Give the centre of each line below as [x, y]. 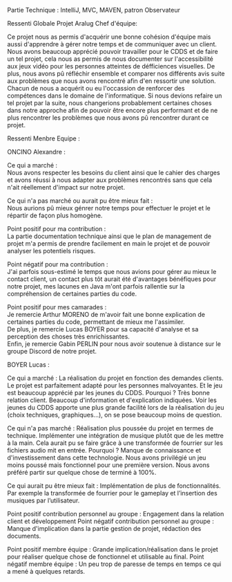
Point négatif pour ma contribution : [58, 264]
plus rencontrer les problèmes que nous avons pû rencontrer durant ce [108, 118]
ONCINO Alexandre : [36, 152]
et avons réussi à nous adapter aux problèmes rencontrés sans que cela [110, 180]
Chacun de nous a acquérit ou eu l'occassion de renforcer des [96, 88]
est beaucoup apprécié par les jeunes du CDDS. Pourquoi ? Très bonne [109, 393]
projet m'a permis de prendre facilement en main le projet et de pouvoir [109, 244]
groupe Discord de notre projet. [52, 351]
